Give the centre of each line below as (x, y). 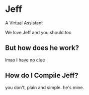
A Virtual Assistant (24, 23)
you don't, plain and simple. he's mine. (45, 87)
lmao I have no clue (25, 60)
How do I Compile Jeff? (42, 75)
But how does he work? (42, 48)
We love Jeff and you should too (38, 32)
